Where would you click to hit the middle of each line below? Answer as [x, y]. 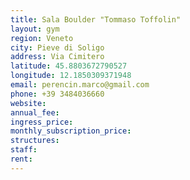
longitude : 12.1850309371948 [71, 76]
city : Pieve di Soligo [57, 47]
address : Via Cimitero [57, 57]
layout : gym [35, 29]
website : [28, 103]
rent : [21, 159]
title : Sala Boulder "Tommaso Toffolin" [96, 19]
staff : [24, 150]
